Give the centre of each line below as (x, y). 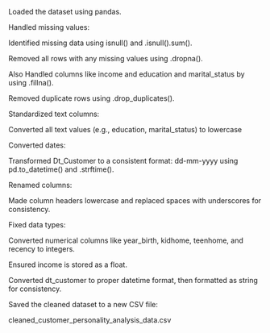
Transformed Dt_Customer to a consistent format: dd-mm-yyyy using (123, 161)
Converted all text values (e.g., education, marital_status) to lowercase (125, 129)
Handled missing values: (49, 27)
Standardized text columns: (54, 114)
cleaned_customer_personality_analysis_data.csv (90, 320)
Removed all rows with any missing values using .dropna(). (106, 58)
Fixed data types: (37, 225)
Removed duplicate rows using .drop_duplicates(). (91, 98)
